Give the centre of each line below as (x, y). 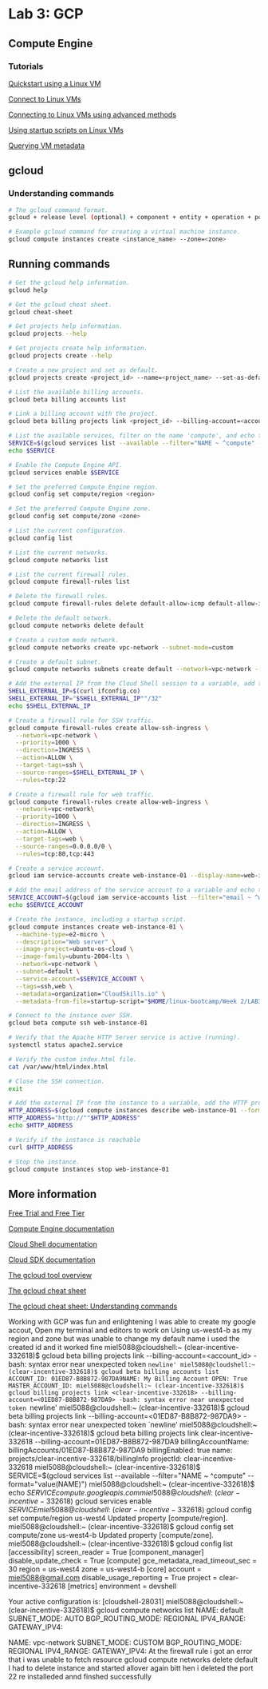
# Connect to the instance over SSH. (71, 1016)
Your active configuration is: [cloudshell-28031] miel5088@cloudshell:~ (126, 1602)
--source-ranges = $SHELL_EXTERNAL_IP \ (80, 773)
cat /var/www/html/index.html (59, 1067)
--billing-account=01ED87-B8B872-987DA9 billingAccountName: (142, 1442)
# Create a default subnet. (55, 662)
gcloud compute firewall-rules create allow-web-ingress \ (108, 802)
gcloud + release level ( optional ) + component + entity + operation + (130, 218)
